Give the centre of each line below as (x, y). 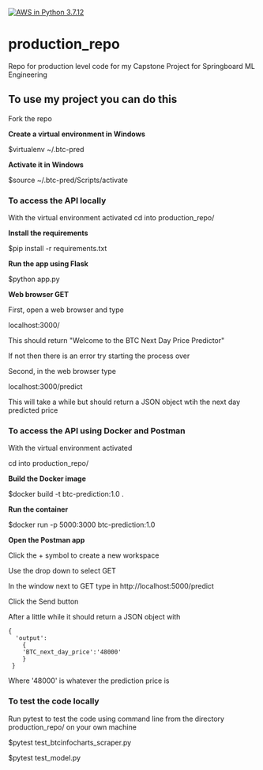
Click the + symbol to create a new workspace (84, 555)
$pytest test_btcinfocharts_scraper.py (70, 742)
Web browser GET (39, 295)
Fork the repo (30, 118)
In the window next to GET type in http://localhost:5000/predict (111, 586)
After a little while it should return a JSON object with (94, 617)
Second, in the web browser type (62, 372)
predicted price (33, 410)
